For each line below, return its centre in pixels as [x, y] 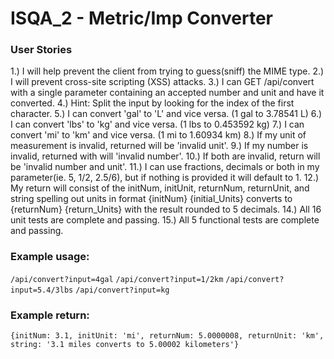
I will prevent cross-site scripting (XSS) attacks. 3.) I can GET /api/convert [162, 82]
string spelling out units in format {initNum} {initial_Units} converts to [151, 199]
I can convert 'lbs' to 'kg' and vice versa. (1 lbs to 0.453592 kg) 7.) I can [157, 124]
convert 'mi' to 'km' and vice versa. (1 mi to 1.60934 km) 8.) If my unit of [158, 135]
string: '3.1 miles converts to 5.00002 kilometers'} [125, 345]
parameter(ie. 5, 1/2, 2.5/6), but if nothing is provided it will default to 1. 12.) [165, 178]
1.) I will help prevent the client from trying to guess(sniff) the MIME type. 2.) [167, 71]
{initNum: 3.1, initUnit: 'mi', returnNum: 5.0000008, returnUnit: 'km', [167, 336]
